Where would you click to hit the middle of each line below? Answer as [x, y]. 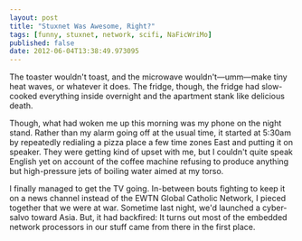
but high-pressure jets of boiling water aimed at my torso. [117, 171]
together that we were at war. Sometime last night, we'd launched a [135, 208]
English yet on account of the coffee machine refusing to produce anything [149, 162]
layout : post [34, 18]
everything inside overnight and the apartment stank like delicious [162, 97]
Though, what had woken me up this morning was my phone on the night [146, 124]
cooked [24, 97]
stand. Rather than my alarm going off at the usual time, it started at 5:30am [151, 133]
